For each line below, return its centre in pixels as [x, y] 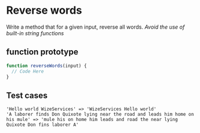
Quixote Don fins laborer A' [43, 125]
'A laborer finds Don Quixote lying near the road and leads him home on [100, 115]
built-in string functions [35, 33]
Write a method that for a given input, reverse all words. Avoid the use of [96, 27]
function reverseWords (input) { [46, 66]
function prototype [43, 52]
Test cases [27, 95]
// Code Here [28, 71]
